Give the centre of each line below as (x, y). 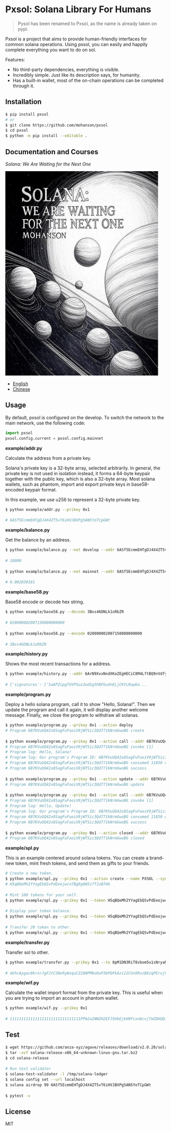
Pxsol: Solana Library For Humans (78, 9)
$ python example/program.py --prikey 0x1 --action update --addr (77, 779)
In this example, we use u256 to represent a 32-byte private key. (73, 500)
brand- (157, 858)
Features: (15, 59)
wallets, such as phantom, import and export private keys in (68, 484)
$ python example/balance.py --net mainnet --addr (60, 571)
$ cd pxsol (17, 131)
